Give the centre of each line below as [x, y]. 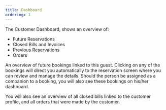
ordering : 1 [18, 15]
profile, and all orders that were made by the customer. [63, 101]
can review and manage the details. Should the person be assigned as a [80, 76]
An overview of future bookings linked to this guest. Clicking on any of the [83, 65]
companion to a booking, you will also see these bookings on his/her [77, 81]
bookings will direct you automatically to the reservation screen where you [83, 70]
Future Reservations [34, 39]
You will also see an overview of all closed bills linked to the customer [78, 96]
